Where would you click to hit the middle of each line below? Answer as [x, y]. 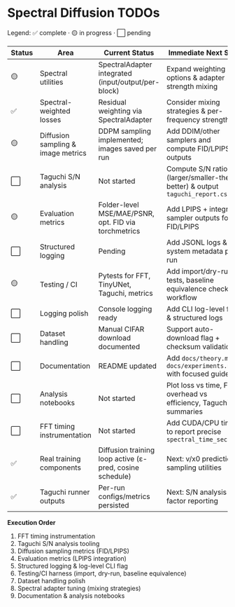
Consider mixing [193, 102]
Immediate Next [195, 53]
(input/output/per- [129, 82]
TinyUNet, [115, 284]
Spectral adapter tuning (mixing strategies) [79, 588]
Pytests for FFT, [124, 275]
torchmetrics [119, 231]
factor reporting [193, 500]
